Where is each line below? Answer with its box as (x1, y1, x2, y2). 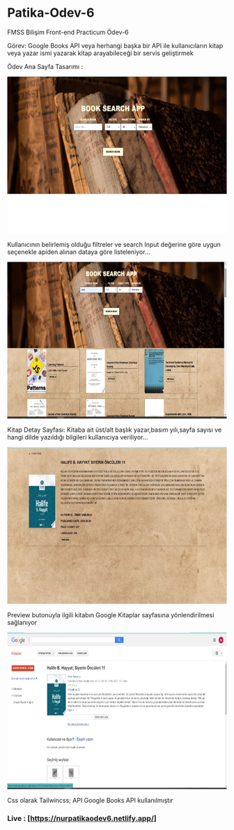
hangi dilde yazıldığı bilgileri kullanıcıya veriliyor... (7, 432, 148, 441)
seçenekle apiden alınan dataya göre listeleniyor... (7, 248, 151, 256)
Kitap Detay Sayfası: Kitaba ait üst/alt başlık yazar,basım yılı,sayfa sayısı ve (7, 425, 222, 434)
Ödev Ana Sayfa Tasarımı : (7, 62, 84, 70)
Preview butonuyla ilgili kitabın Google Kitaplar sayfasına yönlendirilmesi (7, 610, 214, 619)
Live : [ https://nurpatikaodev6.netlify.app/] (7, 813, 157, 823)
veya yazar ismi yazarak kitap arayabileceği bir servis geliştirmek (7, 49, 194, 57)
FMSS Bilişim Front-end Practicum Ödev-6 (7, 28, 129, 36)
